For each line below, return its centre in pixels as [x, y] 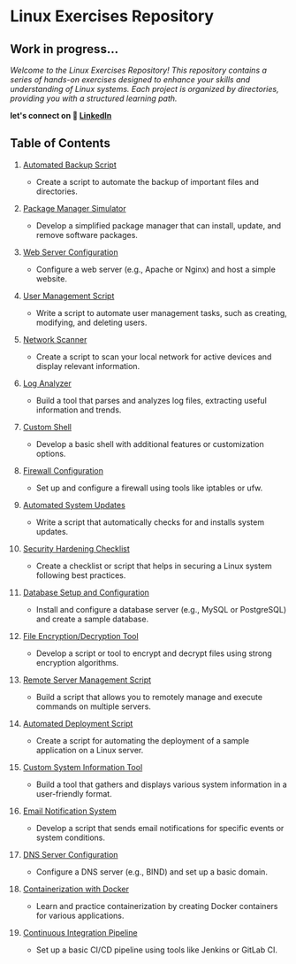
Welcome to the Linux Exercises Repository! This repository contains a [139, 70]
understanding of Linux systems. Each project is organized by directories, [144, 89]
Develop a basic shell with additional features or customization [150, 443]
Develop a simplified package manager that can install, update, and [159, 225]
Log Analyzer [47, 383]
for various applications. [80, 915]
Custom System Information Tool [83, 767]
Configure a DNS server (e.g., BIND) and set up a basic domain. [152, 871]
